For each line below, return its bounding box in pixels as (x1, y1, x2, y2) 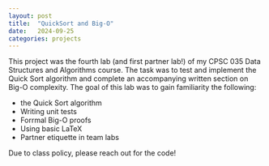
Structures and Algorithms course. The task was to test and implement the (8, 66, 257, 75)
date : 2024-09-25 (8, 27, 75, 35)
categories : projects (8, 34, 82, 43)
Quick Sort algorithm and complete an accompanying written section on (8, 74, 249, 83)
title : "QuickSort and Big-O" (8, 19, 114, 28)
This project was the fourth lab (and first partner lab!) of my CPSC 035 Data (8, 57, 261, 66)
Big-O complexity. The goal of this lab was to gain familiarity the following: (8, 83, 257, 92)
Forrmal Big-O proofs (19, 115, 92, 126)
